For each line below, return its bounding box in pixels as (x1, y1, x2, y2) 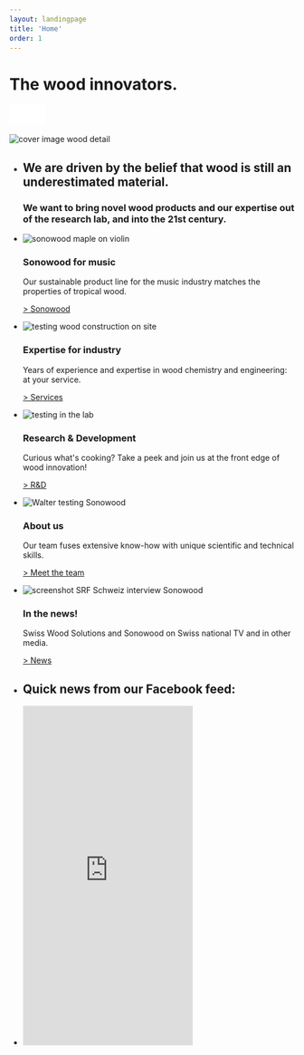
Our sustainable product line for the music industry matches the (22, 276, 261, 287)
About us (22, 519, 64, 532)
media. (22, 638, 49, 648)
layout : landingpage (9, 14, 88, 24)
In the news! (22, 608, 79, 620)
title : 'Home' (9, 24, 63, 34)
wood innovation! (22, 462, 88, 473)
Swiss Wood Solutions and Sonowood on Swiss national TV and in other (22, 628, 291, 638)
